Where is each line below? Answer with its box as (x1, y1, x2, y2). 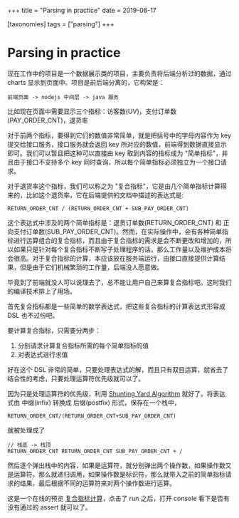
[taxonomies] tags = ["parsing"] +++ (7, 20, 115, 28)
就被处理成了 (7, 425, 45, 434)
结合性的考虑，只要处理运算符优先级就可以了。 (7, 374, 144, 383)
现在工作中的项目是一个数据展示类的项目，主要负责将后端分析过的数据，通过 (7, 69, 232, 78)
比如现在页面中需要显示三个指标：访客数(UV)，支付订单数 (7, 107, 177, 115)
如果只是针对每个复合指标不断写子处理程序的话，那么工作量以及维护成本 (13, 245, 225, 254)
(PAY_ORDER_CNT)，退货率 (7, 115, 88, 124)
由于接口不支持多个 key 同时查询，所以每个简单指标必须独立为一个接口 (13, 157, 221, 166)
